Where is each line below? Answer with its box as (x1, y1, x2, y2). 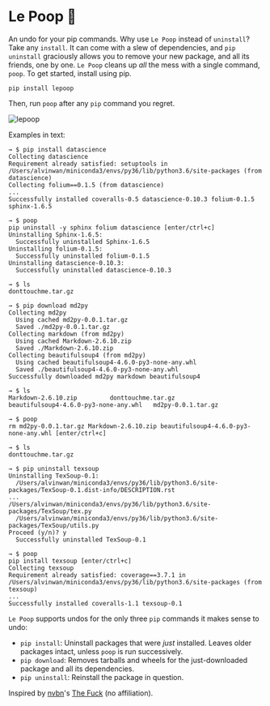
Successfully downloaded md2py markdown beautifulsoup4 (8, 372, 200, 380)
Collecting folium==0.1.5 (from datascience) (8, 181, 164, 189)
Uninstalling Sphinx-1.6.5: (8, 230, 103, 238)
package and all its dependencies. (19, 664, 135, 674)
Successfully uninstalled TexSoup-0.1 (15, 535, 147, 544)
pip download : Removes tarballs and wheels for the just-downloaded (19, 655, 248, 665)
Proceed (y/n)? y (8, 528, 67, 537)
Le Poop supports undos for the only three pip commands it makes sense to (8, 614, 260, 623)
